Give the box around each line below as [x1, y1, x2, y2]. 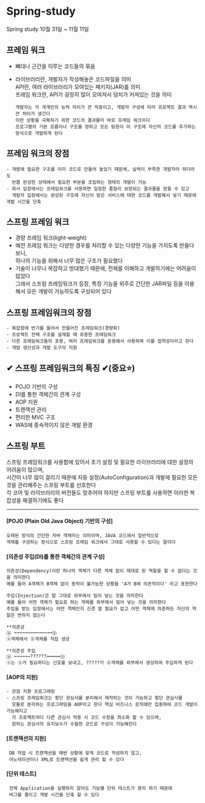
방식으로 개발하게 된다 [15, 130, 63, 136]
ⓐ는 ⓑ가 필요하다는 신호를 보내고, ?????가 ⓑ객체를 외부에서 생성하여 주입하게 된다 [6, 660, 193, 666]
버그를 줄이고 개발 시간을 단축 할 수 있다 [9, 791, 99, 797]
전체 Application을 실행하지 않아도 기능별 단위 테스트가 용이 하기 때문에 [9, 785, 173, 791]
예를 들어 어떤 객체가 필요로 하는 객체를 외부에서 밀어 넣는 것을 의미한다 [6, 599, 166, 606]
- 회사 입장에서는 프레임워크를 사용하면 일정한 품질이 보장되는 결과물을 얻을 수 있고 [6, 186, 190, 192]
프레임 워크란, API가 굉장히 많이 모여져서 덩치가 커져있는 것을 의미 [15, 91, 172, 98]
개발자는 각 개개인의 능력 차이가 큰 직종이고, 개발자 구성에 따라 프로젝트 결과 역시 [15, 104, 197, 110]
